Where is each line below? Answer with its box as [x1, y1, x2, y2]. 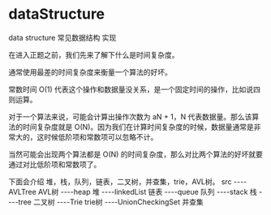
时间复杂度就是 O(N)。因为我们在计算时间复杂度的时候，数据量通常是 [22, 122, 254, 131]
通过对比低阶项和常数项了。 [8, 159, 101, 169]
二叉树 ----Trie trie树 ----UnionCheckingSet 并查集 [33, 196, 204, 207]
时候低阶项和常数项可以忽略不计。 [43, 131, 158, 142]
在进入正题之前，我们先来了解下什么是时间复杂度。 [8, 49, 179, 59]
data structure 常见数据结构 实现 [8, 32, 117, 42]
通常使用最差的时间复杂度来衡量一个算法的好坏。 [8, 67, 172, 77]
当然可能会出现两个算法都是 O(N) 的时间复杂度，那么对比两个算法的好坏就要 [8, 149, 264, 159]
